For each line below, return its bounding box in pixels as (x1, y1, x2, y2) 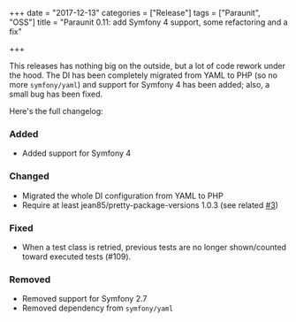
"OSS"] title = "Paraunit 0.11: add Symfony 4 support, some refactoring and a (9, 17, 288, 27)
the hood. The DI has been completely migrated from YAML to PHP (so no (9, 70, 278, 80)
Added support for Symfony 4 (21, 148, 132, 158)
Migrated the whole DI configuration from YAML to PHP (21, 190, 224, 201)
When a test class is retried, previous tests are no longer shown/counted (21, 241, 287, 252)
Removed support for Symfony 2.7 (21, 294, 148, 304)
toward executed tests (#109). (21, 251, 132, 262)
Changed (9, 170, 50, 182)
